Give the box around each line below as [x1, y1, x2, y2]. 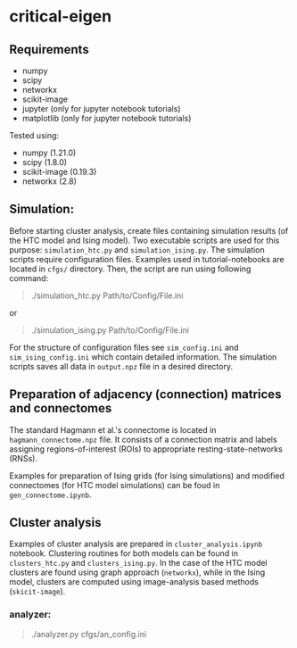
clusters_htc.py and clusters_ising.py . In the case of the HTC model [9, 558, 268, 569]
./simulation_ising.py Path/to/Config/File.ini [30, 324, 190, 336]
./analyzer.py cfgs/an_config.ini [30, 628, 147, 639]
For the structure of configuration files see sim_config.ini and [9, 342, 239, 353]
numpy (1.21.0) [21, 147, 77, 158]
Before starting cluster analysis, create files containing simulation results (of [9, 225, 289, 236]
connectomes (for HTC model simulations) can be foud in [9, 479, 220, 490]
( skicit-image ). [9, 586, 66, 597]
